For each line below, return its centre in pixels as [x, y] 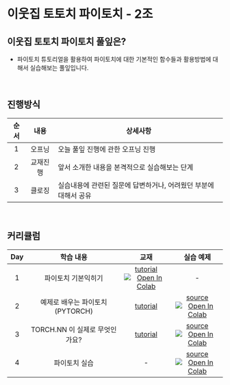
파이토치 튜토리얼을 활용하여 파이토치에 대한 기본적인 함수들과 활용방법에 [114, 59]
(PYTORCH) [74, 311]
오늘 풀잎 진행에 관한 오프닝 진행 [107, 149]
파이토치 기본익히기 [74, 278]
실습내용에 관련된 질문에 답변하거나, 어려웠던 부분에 [136, 185]
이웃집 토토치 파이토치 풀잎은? [67, 41]
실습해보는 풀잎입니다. [59, 68]
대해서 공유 [75, 195]
